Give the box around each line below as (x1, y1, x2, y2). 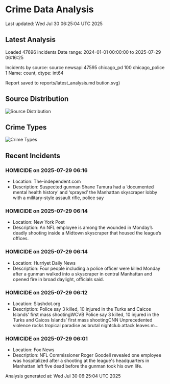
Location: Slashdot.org (12, 301, 61, 307)
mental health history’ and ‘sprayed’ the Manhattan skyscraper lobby (12, 189, 157, 196)
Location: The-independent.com (12, 178, 81, 185)
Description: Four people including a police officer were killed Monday (12, 265, 161, 271)
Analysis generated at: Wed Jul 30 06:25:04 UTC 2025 (5, 373, 121, 379)
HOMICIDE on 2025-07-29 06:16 (5, 166, 88, 174)
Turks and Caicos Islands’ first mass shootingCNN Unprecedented (12, 316, 153, 323)
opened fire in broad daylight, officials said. (12, 276, 104, 282)
